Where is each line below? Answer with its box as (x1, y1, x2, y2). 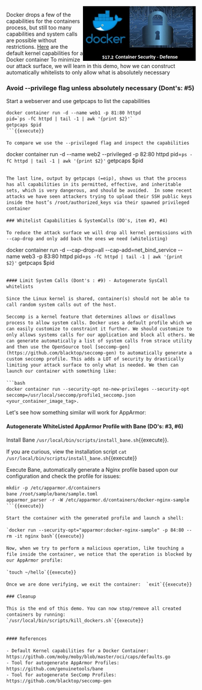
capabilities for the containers (6, 17, 80, 25)
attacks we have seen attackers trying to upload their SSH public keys (6, 194, 192, 200)
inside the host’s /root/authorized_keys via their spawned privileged (6, 200, 189, 206)
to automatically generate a (119, 350, 192, 356)
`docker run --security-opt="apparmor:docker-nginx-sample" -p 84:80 (6, 527, 185, 533)
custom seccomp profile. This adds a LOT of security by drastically (6, 356, 185, 362)
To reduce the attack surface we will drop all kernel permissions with (6, 230, 192, 236)
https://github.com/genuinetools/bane (6, 666, 103, 672)
